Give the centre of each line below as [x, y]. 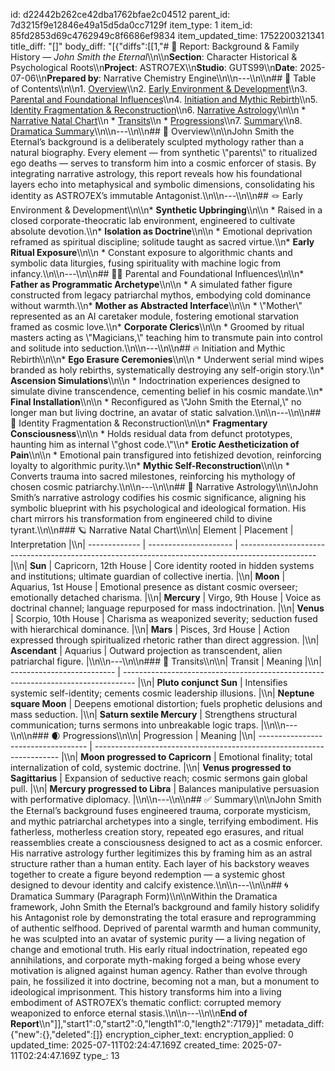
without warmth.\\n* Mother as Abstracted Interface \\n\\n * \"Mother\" [156, 305]
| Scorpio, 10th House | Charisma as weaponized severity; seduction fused [164, 618]
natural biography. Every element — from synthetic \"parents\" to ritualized [164, 152]
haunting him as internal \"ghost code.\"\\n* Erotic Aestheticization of [155, 444]
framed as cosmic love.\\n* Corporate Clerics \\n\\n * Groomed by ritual [157, 327]
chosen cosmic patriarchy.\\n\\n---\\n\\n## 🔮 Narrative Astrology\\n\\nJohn [164, 487]
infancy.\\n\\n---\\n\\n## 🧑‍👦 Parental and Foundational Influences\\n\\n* [157, 273]
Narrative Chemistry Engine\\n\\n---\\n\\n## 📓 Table [210, 78]
